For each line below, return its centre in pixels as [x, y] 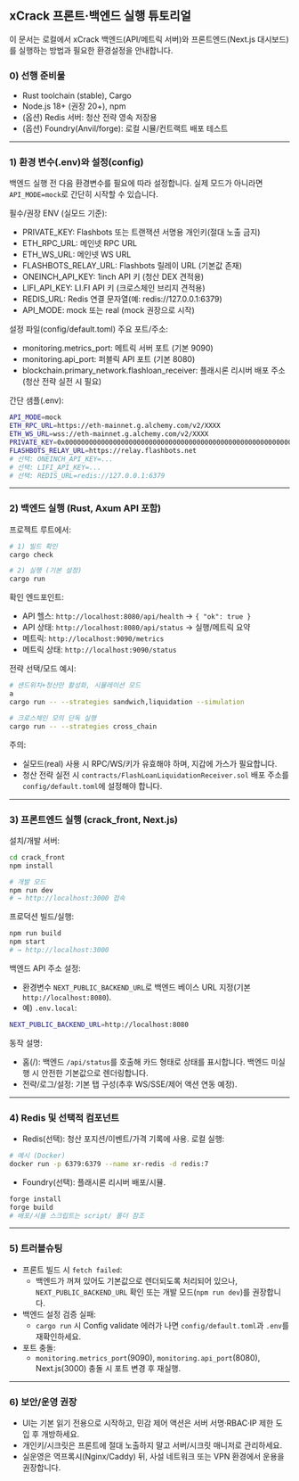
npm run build [36, 934]
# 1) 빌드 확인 [33, 547]
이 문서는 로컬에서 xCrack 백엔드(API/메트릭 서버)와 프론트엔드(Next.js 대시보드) [149, 39]
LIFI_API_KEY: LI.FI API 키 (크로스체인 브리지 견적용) [114, 288]
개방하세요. [61, 1435]
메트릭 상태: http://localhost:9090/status [99, 650]
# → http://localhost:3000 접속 [68, 899]
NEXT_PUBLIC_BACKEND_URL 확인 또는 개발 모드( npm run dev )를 [143, 1292]
